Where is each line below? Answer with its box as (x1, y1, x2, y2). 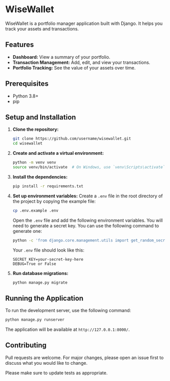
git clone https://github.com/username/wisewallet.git (12, 136, 131, 142)
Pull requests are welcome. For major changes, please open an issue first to (5, 354, 164, 361)
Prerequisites (5, 80, 49, 88)
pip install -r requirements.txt (12, 184, 84, 189)
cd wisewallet (12, 141, 43, 146)
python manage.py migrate (12, 280, 67, 285)
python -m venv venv (12, 160, 56, 165)
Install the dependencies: (12, 174, 67, 180)
